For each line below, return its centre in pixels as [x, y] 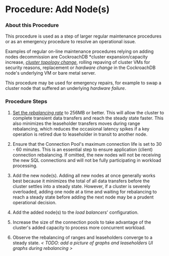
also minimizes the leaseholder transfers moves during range [76, 123]
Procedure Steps [26, 102]
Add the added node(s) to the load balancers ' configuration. [75, 212]
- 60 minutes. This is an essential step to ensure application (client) [82, 149]
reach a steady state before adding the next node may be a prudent [83, 197]
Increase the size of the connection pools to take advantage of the [82, 222]
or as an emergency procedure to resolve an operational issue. [71, 42]
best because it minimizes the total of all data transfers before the [81, 181]
